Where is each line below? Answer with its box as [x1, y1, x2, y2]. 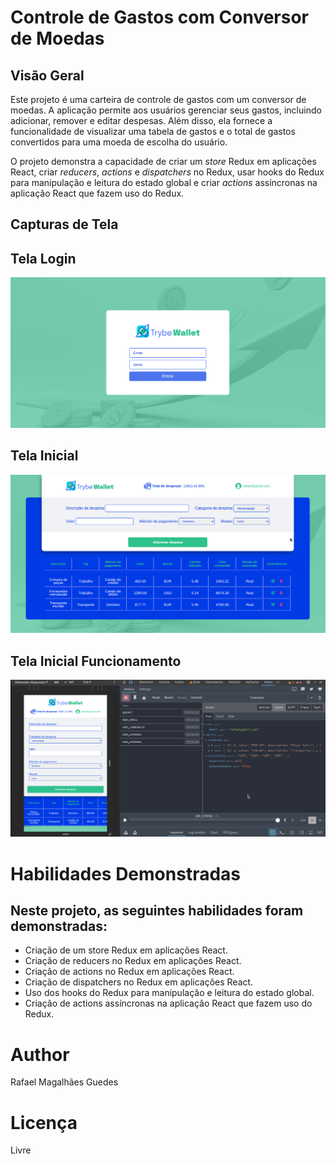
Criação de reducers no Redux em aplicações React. [24, 955, 242, 967]
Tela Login [10, 250, 77, 267]
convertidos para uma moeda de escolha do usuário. [10, 136, 228, 148]
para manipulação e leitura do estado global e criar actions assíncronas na [10, 177, 318, 188]
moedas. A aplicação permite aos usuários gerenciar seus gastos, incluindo [10, 104, 322, 116]
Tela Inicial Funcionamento [10, 652, 182, 670]
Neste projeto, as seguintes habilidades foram [10, 902, 304, 920]
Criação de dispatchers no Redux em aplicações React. [24, 976, 254, 988]
